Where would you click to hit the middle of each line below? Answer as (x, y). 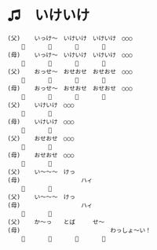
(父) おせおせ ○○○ (41, 138)
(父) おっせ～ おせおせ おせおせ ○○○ (70, 72)
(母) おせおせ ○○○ (41, 155)
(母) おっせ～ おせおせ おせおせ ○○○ (70, 88)
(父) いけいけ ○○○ (41, 105)
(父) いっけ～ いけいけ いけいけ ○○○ (70, 38)
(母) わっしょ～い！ (79, 230)
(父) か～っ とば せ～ (56, 222)
